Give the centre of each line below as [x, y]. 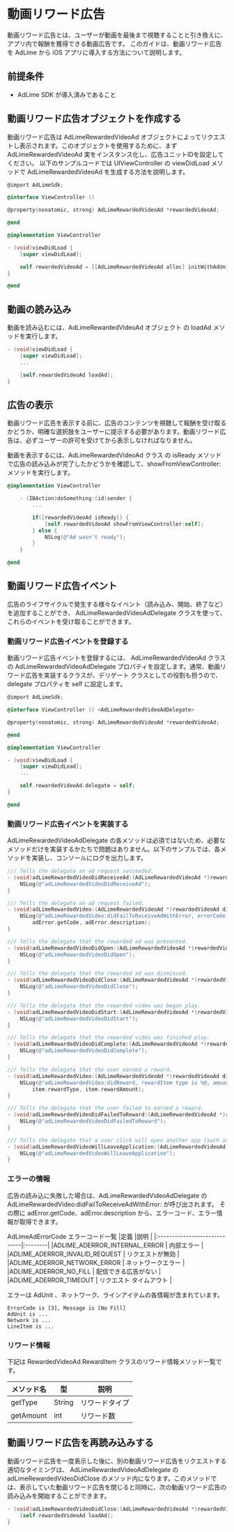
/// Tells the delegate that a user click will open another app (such [113, 1140]
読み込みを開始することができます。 [59, 1496]
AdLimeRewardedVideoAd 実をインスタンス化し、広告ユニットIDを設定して [116, 154]
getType [24, 1402]
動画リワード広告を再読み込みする [80, 1443]
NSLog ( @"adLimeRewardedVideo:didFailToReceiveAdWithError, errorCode [123, 916]
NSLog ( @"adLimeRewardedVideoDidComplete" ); [84, 1051]
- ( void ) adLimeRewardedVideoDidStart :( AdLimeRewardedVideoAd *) [102, 1012]
